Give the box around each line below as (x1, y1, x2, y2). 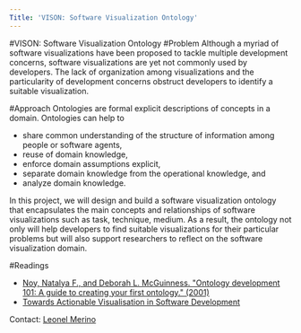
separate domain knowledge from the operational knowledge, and (21, 168, 266, 179)
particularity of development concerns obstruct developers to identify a (9, 75, 273, 86)
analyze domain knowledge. (21, 177, 126, 188)
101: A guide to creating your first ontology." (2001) (21, 286, 211, 297)
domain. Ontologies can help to (9, 112, 125, 123)
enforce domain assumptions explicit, (21, 158, 161, 169)
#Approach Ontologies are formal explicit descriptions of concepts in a (9, 102, 271, 113)
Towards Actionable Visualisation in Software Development (21, 296, 240, 307)
